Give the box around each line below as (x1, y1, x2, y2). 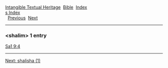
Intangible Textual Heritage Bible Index (5, 4, 87, 10)
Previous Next (7, 15, 38, 20)
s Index (5, 9, 20, 15)
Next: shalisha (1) (5, 57, 41, 64)
